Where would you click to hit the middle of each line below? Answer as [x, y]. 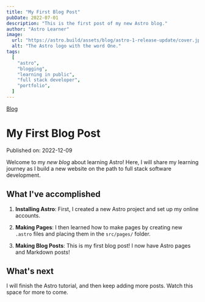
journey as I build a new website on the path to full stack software [89, 168]
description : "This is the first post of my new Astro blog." [87, 23]
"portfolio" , [34, 86]
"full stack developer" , [49, 80]
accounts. [28, 215]
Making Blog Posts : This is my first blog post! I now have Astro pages [103, 245]
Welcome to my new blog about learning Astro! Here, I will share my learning [103, 162]
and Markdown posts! [42, 252]
